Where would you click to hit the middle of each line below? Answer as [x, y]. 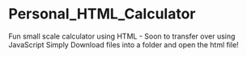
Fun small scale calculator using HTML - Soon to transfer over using [122, 36]
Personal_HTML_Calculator [102, 14]
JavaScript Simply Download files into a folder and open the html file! [123, 44]
